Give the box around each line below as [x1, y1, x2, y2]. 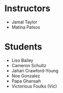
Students [4, 41, 42, 53]
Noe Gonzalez [11, 73, 40, 78]
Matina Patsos [11, 24, 40, 30]
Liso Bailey [11, 57, 33, 63]
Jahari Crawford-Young [11, 68, 59, 74]
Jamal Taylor [11, 19, 37, 25]
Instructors [4, 3, 50, 14]
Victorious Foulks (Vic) [11, 83, 57, 89]
